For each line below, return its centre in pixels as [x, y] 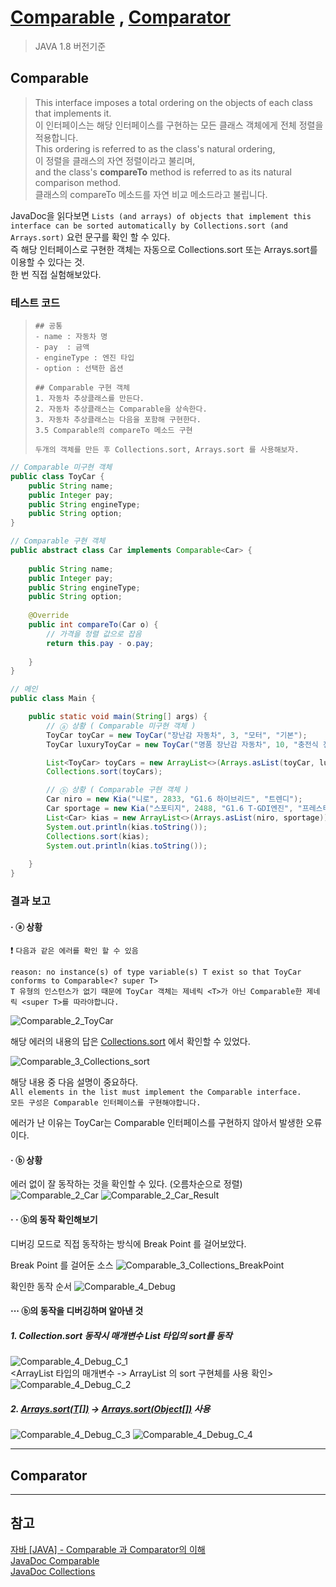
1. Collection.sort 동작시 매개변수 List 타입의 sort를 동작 [121, 1335]
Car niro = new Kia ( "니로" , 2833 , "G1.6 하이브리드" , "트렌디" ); [174, 799]
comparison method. [78, 182]
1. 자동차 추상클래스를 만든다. [89, 399]
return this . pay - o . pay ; [100, 643]
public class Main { [53, 699]
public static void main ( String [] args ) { [118, 717]
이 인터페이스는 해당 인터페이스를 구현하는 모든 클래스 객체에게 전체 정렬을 [179, 125]
